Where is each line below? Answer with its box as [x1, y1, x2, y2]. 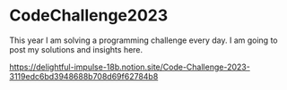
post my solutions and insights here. [9, 44, 143, 54]
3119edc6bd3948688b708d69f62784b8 [9, 70, 159, 81]
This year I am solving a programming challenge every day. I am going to [9, 35, 278, 45]
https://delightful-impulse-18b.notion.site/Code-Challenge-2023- [9, 61, 251, 72]
